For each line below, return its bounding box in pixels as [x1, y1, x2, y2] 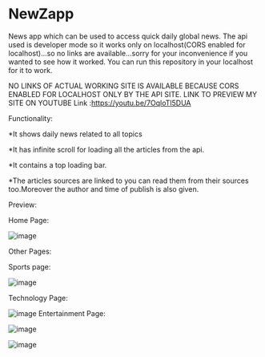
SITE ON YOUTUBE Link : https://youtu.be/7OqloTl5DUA [8, 98, 191, 108]
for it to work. [8, 65, 53, 75]
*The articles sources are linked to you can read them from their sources [8, 176, 250, 185]
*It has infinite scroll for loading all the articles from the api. [8, 144, 205, 154]
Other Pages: [8, 246, 52, 256]
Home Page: [8, 215, 50, 225]
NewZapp [8, 5, 74, 23]
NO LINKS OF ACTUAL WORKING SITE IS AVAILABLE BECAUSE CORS [8, 81, 239, 91]
